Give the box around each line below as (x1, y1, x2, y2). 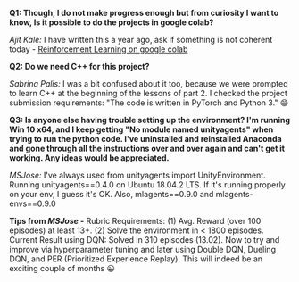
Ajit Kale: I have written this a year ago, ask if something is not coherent (9, 35, 273, 45)
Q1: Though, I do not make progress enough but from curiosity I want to (9, 8, 279, 18)
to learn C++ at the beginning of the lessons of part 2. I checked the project (9, 88, 288, 98)
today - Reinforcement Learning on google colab (9, 44, 188, 54)
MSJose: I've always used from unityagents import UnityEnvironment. (9, 170, 266, 180)
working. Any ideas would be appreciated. (9, 153, 170, 163)
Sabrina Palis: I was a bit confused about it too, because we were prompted (9, 79, 288, 88)
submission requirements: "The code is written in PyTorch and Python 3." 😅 (9, 97, 289, 108)
